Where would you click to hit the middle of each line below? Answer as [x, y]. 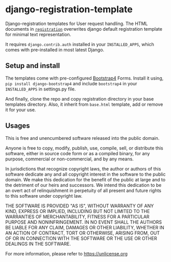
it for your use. [21, 110]
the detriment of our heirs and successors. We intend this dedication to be [83, 185]
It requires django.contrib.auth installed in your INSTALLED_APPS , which [80, 44]
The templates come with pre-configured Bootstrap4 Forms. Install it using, [84, 78]
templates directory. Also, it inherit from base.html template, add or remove [84, 104]
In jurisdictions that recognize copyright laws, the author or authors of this [83, 169]
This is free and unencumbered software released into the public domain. [82, 138]
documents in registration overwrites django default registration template [84, 29]
